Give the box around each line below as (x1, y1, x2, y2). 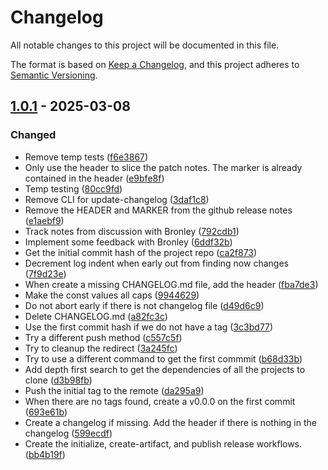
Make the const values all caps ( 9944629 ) (24, 289, 200, 301)
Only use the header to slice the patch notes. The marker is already (24, 161, 303, 173)
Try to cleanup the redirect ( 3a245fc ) (24, 342, 178, 354)
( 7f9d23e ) (24, 267, 67, 280)
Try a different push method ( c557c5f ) (24, 331, 183, 343)
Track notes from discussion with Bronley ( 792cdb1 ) (24, 225, 240, 237)
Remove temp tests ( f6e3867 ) (24, 151, 149, 163)
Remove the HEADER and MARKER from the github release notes (24, 204, 293, 216)
